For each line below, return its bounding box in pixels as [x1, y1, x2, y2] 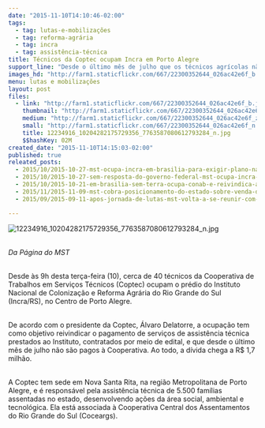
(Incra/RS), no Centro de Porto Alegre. [8, 296, 132, 306]
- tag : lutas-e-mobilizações [15, 26, 111, 34]
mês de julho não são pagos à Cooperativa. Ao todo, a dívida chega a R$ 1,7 [8, 345, 256, 355]
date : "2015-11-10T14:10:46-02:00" [8, 11, 125, 20]
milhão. [8, 353, 32, 363]
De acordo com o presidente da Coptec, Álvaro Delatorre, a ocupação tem [8, 320, 250, 329]
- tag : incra [15, 41, 58, 49]
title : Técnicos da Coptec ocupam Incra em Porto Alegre [8, 56, 200, 64]
